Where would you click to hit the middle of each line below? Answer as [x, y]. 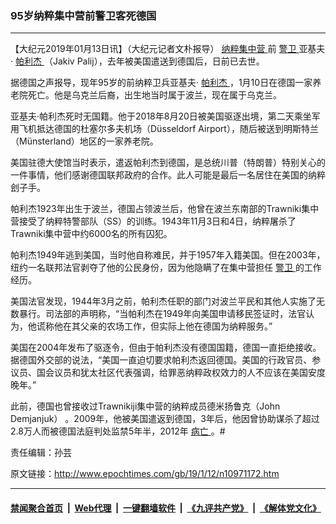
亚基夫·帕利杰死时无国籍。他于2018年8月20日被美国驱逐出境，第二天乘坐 [161, 116]
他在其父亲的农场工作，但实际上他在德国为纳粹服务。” [163, 326]
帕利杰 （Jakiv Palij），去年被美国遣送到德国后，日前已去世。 [139, 61]
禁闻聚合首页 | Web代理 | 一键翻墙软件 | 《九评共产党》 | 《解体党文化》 [166, 508]
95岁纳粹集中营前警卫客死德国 [83, 15]
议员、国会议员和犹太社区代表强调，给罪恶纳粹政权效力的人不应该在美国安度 [168, 373]
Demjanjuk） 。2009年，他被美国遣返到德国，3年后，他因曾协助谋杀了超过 [165, 419]
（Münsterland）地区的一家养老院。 [84, 141]
